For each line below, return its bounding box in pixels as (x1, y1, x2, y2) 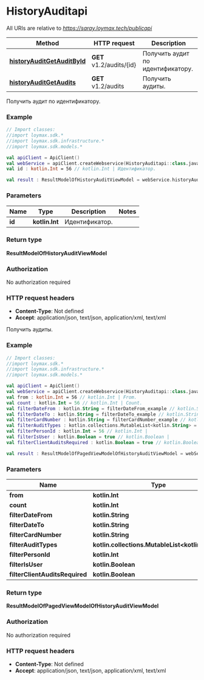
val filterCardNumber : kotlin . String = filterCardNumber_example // (6, 417, 186, 423)
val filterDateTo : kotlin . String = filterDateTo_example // (6, 411, 165, 417)
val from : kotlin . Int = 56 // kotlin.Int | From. (6, 394, 137, 400)
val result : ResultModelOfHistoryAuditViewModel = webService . (6, 177, 172, 183)
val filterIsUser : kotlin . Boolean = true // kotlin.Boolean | (6, 434, 170, 440)
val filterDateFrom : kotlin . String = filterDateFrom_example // (6, 405, 175, 412)
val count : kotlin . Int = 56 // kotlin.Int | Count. (6, 400, 143, 406)
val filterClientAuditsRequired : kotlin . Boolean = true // (6, 439, 162, 445)
